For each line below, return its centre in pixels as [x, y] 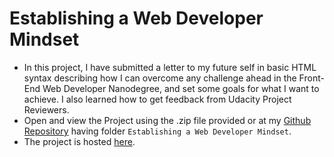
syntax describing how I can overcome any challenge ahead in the [160, 78]
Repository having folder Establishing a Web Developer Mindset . [157, 131]
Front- [311, 78]
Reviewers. [46, 109]
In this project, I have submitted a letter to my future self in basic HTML [170, 67]
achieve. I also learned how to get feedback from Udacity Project [157, 99]
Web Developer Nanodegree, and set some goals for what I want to [181, 88]
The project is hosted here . [79, 141]
